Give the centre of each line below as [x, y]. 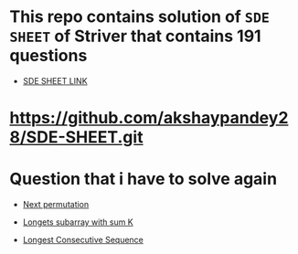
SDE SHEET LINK [55, 80]
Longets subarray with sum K [78, 222]
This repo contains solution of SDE [139, 17]
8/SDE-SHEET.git [76, 138]
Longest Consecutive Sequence [83, 240]
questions [48, 56]
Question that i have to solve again [143, 179]
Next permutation [56, 205]
